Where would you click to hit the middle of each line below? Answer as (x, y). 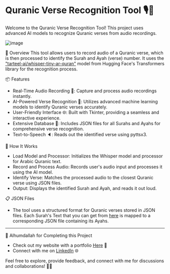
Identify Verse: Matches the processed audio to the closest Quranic (83, 177)
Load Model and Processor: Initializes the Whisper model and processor (88, 156)
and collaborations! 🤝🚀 (29, 266)
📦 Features (17, 79)
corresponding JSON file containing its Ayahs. (60, 221)
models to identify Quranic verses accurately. (60, 107)
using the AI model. (33, 172)
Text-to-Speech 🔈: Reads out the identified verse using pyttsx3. (80, 134)
